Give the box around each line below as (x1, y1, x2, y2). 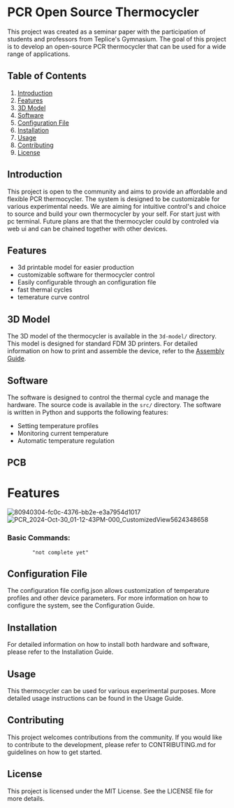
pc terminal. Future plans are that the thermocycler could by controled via (7, 217, 219, 225)
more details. (7, 794, 45, 802)
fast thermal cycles (17, 285, 73, 294)
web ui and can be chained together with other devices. (7, 224, 168, 233)
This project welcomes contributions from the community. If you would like (7, 733, 222, 741)
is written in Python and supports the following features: (7, 408, 169, 416)
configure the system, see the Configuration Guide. (7, 601, 155, 610)
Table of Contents (7, 70, 87, 82)
